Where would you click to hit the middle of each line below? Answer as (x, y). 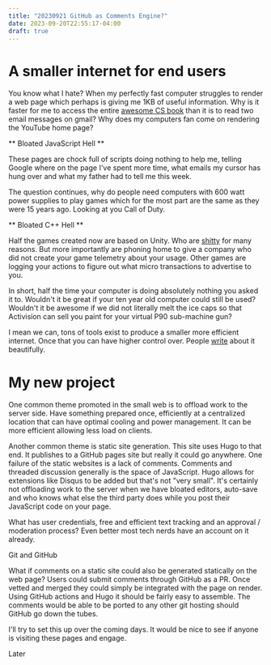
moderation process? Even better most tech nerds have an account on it (129, 531)
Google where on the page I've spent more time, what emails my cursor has (135, 168)
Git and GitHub (33, 555)
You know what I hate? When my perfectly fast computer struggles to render (136, 93)
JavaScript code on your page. (60, 506)
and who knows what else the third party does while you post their (119, 498)
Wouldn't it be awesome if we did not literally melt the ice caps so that (125, 308)
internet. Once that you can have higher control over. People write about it (132, 341)
